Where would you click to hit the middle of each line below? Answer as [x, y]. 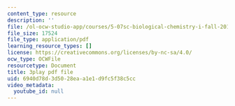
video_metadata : [31, 85]
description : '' [31, 20]
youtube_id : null [39, 91]
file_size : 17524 [33, 33]
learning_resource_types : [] [50, 46]
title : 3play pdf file [40, 72]
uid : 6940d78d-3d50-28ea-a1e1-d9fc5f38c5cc [72, 78]
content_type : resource [42, 14]
